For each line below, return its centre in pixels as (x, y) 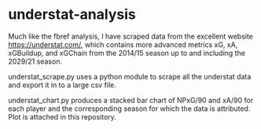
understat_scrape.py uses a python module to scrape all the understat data (130, 76)
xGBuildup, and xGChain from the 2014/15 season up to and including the (127, 53)
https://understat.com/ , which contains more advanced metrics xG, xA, (123, 44)
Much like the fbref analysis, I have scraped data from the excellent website (131, 36)
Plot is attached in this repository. (62, 116)
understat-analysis (72, 15)
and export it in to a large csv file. (62, 85)
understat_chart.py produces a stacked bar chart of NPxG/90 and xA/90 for (131, 100)
